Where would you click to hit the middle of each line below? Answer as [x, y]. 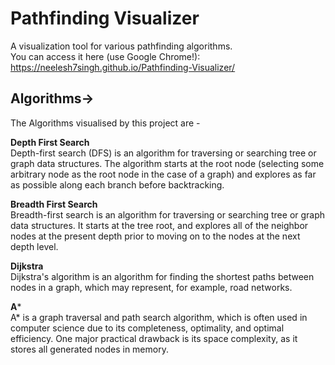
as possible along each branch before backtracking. [117, 184]
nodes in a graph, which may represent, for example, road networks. [151, 287]
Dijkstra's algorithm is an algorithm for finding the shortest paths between [162, 276]
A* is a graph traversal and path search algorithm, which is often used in [159, 317]
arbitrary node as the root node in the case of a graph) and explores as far [163, 174]
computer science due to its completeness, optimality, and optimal [147, 328]
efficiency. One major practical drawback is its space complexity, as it [154, 338]
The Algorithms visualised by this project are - [105, 123]
